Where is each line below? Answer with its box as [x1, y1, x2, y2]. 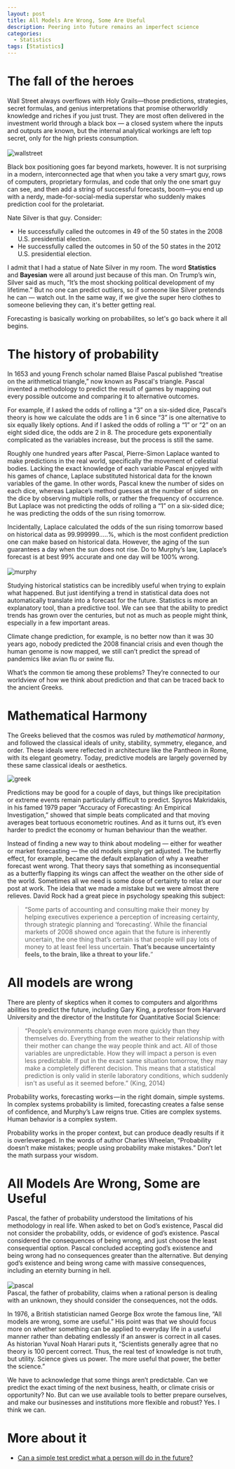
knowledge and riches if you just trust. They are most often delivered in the [7, 111, 224, 120]
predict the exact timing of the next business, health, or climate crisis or [7, 1383, 215, 1392]
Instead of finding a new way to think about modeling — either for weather [7, 839, 222, 848]
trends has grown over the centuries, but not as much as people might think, [7, 611, 228, 619]
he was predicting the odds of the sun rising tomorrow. [7, 509, 166, 517]
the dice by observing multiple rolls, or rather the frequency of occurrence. [7, 494, 224, 502]
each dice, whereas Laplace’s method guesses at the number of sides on [7, 486, 219, 495]
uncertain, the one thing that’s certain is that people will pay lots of [24, 935, 217, 943]
